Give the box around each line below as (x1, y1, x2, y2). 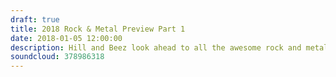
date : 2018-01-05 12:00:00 (10, 33, 123, 43)
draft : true (10, 14, 60, 25)
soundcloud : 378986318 (10, 52, 105, 62)
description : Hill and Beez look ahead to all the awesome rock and (10, 42, 302, 53)
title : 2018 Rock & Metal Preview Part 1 (10, 24, 186, 34)
